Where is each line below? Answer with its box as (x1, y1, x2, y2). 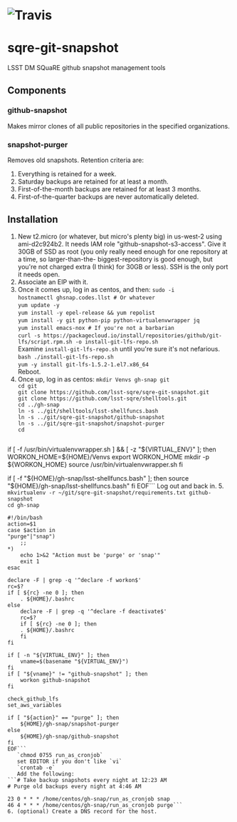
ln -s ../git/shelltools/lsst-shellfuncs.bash (17, 407, 159, 414)
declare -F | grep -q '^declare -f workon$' (7, 576, 142, 583)
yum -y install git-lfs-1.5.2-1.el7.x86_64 (17, 361, 149, 368)
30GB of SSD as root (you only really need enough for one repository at (17, 247, 228, 256)
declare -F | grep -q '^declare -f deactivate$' (20, 608, 167, 615)
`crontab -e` (16, 764, 56, 771)
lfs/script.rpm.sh (17, 338, 73, 346)
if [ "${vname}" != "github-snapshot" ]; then (7, 670, 148, 678)
